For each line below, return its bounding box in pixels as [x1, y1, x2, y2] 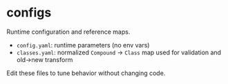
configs [6, 5, 52, 21]
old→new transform [16, 55, 73, 63]
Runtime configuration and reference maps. [6, 28, 131, 36]
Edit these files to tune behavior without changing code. [6, 69, 166, 77]
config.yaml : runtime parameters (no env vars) [16, 41, 150, 49]
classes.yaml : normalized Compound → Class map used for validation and [16, 48, 222, 56]
